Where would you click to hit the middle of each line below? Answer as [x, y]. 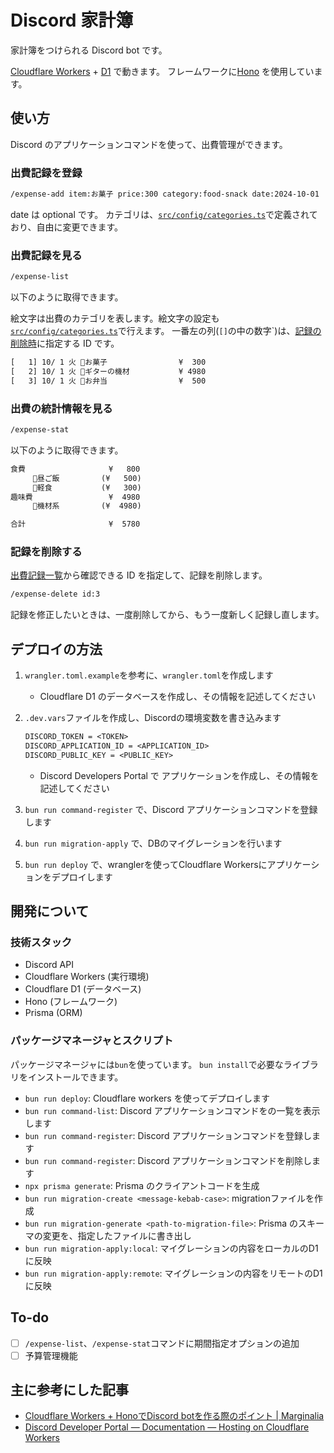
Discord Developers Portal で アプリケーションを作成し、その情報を [179, 775]
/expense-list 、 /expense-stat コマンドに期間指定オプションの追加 [162, 1343]
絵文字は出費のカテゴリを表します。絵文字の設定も [115, 318]
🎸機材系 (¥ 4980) [87, 506]
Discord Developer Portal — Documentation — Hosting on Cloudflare [167, 1427]
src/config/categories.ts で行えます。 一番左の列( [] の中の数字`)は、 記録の [166, 331]
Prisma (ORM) [53, 1013]
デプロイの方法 [56, 649]
